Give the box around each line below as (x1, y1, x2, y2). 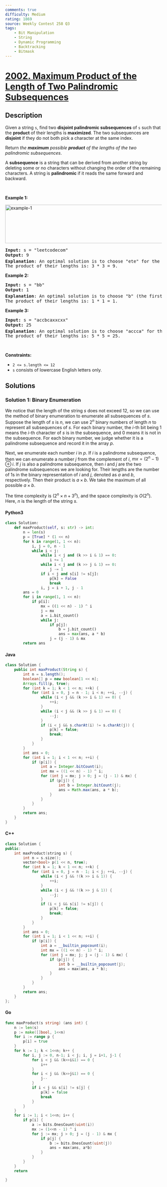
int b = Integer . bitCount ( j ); (58, 783, 121, 788)
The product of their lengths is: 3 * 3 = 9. (5, 263, 118, 269)
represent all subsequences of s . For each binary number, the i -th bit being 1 (5, 424, 162, 430)
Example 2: (5, 273, 29, 278)
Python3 (5, 509, 23, 515)
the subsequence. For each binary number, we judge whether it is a (5, 435, 144, 441)
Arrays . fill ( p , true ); (23, 681, 70, 686)
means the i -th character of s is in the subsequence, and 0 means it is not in (5, 430, 161, 436)
